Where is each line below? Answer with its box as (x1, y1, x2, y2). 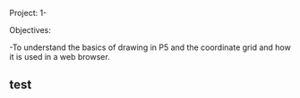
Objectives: (9, 25, 51, 35)
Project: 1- (9, 8, 47, 18)
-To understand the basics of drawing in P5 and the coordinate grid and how (9, 42, 291, 53)
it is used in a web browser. (9, 52, 110, 61)
